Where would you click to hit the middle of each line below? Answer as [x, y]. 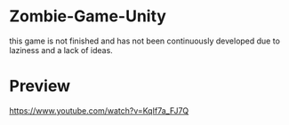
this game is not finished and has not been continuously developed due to [144, 41]
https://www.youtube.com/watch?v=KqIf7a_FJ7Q [99, 110]
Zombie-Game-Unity [88, 16]
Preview [40, 86]
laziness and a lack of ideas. [61, 50]
